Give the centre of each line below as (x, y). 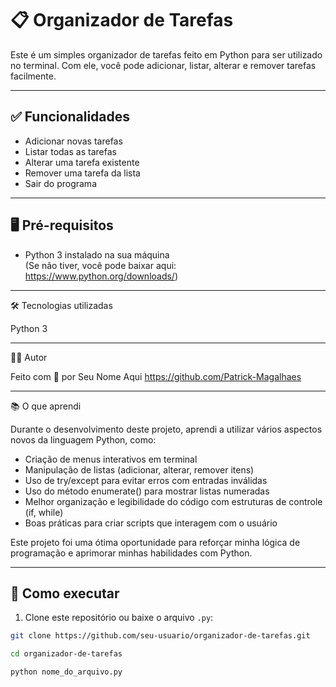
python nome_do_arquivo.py (66, 672)
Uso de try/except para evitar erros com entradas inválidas (146, 480)
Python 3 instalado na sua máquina (97, 254)
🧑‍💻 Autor (29, 357)
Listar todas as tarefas (70, 151)
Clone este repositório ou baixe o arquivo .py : (119, 618)
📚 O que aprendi (46, 406)
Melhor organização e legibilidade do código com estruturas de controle (173, 501)
